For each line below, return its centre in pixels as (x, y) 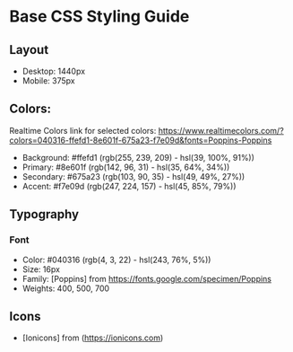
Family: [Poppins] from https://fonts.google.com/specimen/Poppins (146, 278)
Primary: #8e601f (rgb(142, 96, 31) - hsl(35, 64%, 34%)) (126, 167)
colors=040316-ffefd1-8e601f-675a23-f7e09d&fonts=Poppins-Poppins (141, 140)
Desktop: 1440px (54, 71)
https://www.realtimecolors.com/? (221, 130)
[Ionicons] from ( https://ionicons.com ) (93, 338)
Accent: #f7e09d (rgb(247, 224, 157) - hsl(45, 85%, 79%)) (129, 186)
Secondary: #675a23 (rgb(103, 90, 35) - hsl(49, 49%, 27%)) (134, 176)
